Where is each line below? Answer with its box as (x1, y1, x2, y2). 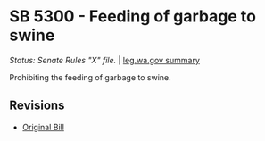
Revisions (9, 98, 65, 113)
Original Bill (21, 121, 65, 132)
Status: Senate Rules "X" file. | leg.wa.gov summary (9, 54, 201, 65)
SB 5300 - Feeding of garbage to (9, 6, 257, 27)
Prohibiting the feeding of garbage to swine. (9, 71, 171, 82)
